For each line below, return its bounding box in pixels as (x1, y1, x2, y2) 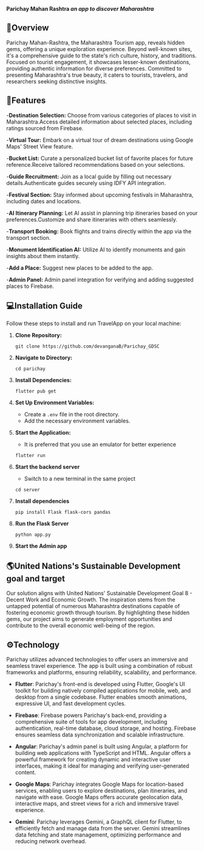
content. (15, 769, 36, 776)
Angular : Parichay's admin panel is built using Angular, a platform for (15, 743, 188, 751)
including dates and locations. (6, 197, 81, 205)
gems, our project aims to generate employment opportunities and (6, 615, 172, 623)
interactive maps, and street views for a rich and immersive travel (15, 800, 179, 807)
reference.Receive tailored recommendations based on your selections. (6, 161, 185, 168)
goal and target (6, 573, 66, 584)
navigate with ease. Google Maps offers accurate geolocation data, (15, 794, 183, 801)
